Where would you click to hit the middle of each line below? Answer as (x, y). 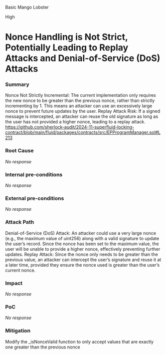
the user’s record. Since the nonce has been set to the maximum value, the (82, 244)
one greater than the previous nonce (43, 347)
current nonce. (20, 270)
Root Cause (19, 151)
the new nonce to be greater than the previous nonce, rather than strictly (80, 101)
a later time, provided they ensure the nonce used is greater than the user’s (83, 265)
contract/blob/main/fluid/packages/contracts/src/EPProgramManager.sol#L (83, 132)
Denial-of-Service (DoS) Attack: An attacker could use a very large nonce (81, 233)
